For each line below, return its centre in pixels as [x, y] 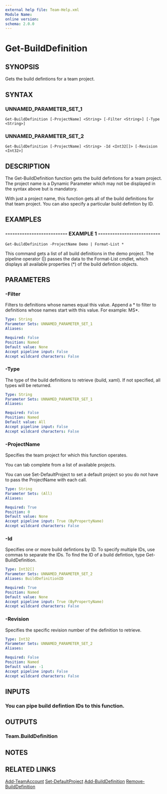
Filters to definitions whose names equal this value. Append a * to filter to [81, 305]
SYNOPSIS [22, 67]
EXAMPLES [23, 220]
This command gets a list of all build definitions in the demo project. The [79, 253]
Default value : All [25, 422]
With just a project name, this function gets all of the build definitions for [79, 198]
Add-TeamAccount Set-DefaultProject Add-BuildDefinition [65, 781]
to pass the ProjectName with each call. [46, 480]
